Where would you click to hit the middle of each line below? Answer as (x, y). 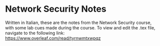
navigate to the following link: (35, 33)
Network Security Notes (56, 9)
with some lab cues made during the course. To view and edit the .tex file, (80, 27)
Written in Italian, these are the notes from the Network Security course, (78, 23)
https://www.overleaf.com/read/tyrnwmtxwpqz (53, 38)
